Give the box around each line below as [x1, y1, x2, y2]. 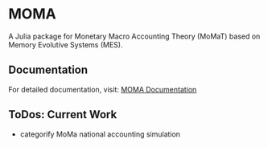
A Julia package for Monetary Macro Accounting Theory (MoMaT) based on [8, 31, 261, 41]
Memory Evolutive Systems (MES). [8, 39, 123, 49]
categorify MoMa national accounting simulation [19, 129, 181, 139]
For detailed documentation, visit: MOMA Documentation [8, 84, 197, 94]
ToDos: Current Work [8, 108, 118, 121]
